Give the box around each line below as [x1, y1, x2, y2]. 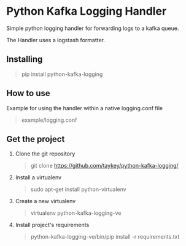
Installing [6, 54, 43, 65]
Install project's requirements [15, 222, 90, 229]
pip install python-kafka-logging [21, 70, 103, 78]
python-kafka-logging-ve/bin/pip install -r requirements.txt [30, 233, 180, 240]
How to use [6, 88, 50, 99]
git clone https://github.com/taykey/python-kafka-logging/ [30, 162, 179, 170]
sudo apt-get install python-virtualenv [30, 185, 127, 193]
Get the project [6, 133, 65, 144]
